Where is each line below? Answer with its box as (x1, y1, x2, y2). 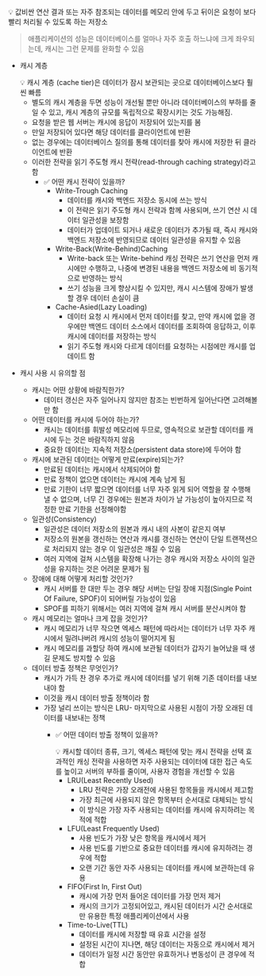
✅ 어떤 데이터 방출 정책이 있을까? (55, 730, 159, 739)
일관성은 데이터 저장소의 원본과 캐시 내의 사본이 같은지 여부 (43, 525, 226, 533)
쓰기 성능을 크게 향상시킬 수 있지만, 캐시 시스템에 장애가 (67, 284, 239, 292)
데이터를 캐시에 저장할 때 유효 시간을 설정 (79, 930, 206, 939)
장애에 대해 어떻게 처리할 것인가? (31, 574, 133, 583)
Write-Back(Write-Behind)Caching (55, 244, 168, 254)
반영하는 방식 (82, 273, 123, 283)
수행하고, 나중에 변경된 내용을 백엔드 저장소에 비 (88, 264, 237, 273)
